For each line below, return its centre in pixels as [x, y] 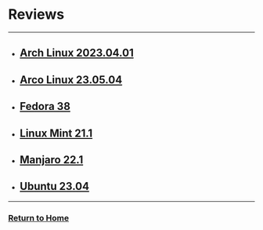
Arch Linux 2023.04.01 [77, 53]
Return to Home [38, 217]
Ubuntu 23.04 [54, 186]
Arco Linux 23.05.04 [71, 80]
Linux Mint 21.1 [56, 133]
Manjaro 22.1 [51, 160]
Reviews [36, 15]
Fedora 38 [45, 106]
